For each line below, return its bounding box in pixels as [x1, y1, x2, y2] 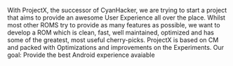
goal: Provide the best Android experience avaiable [7, 51, 156, 59]
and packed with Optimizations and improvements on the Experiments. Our [7, 44, 225, 51]
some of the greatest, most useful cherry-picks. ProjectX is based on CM [7, 36, 219, 44]
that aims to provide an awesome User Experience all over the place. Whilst [7, 13, 226, 22]
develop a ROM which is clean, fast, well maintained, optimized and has [7, 28, 214, 37]
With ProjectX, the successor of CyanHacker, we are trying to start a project [7, 6, 227, 14]
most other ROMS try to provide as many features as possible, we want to [7, 21, 220, 29]
